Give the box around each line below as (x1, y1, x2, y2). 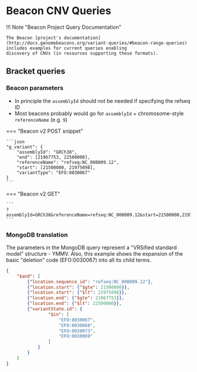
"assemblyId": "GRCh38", (16, 149, 77, 155)
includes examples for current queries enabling (6, 45, 127, 51)
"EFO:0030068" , (58, 322, 96, 329)
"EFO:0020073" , (58, 328, 96, 334)
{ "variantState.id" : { (27, 306, 83, 312)
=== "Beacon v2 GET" (6, 190, 60, 197)
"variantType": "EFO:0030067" (16, 169, 91, 176)
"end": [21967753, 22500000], (16, 154, 91, 160)
